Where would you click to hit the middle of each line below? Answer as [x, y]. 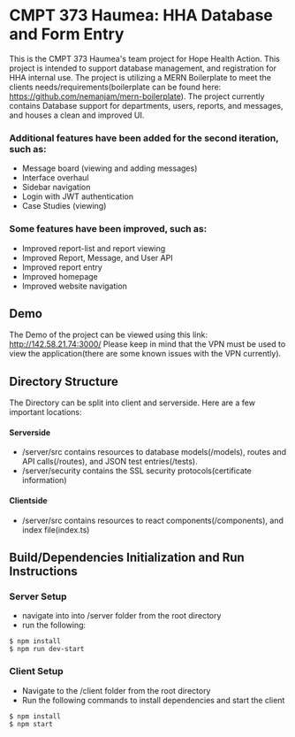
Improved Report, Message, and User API [98, 257]
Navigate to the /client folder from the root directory [116, 690]
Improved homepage [60, 276]
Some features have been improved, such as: [108, 229]
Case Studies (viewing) [64, 206]
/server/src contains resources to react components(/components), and [153, 520]
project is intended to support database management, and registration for [143, 68]
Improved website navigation [75, 286]
